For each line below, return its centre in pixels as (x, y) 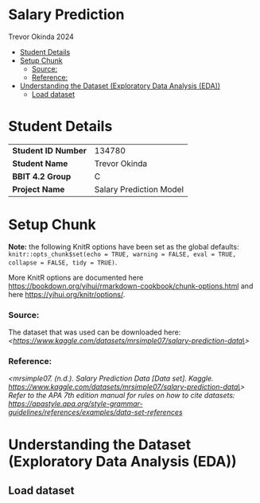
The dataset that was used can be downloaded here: (95, 332)
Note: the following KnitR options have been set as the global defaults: (124, 246)
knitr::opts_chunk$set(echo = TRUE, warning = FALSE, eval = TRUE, (122, 254)
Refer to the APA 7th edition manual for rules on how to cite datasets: (122, 396)
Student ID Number (50, 150)
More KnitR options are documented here (76, 277)
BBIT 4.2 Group (42, 176)
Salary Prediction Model (139, 189)
